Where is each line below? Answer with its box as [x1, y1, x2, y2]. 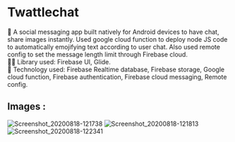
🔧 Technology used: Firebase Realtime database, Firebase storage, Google [7, 65, 224, 73]
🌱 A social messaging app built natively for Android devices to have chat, [7, 28, 219, 36]
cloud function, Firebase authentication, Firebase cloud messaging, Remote [7, 72, 227, 81]
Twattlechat [7, 4, 79, 20]
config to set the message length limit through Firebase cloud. [7, 50, 188, 59]
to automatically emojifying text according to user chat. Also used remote [7, 42, 221, 51]
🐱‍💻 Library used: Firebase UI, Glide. [7, 57, 112, 66]
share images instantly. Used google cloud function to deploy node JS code [7, 35, 228, 43]
